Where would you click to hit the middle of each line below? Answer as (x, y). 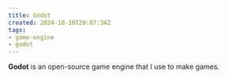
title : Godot (30, 15)
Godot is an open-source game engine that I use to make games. (114, 66)
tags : (17, 30)
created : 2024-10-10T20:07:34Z (60, 23)
